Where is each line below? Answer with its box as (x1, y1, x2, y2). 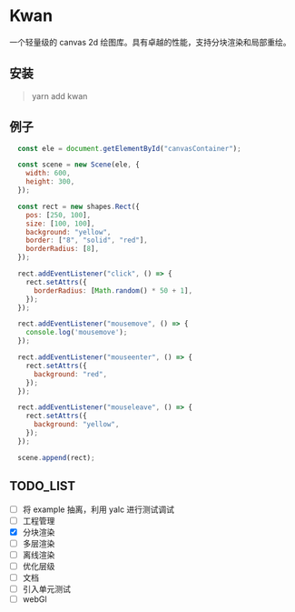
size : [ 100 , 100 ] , (25, 219, 95, 228)
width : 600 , (25, 169, 71, 178)
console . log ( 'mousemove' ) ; (25, 328, 128, 337)
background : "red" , (33, 369, 107, 378)
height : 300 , (25, 177, 75, 186)
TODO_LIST (9, 478, 76, 494)
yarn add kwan (31, 90, 88, 101)
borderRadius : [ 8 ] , (25, 245, 100, 254)
